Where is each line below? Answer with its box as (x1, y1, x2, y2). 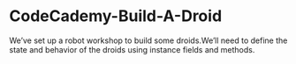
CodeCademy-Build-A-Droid (9, 6, 223, 26)
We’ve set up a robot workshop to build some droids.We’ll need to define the (9, 35, 288, 46)
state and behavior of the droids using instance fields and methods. (9, 44, 255, 54)
